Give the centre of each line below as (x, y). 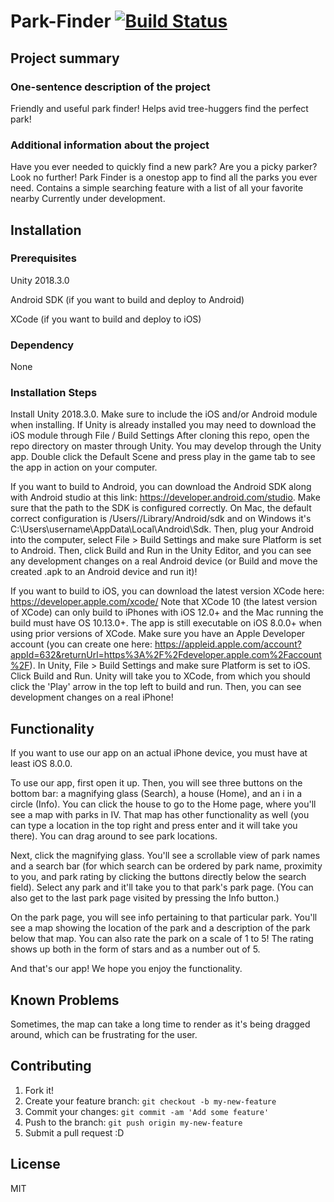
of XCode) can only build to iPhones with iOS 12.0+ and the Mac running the (167, 612)
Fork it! (39, 1090)
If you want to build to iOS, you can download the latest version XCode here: (167, 591)
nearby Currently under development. (88, 199)
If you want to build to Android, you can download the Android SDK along (161, 487)
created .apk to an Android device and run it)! (104, 572)
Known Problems (65, 1000)
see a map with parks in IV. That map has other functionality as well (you (160, 815)
